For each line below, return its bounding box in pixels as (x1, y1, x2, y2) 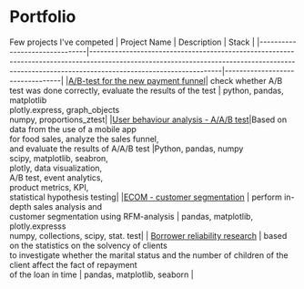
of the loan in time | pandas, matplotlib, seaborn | (9, 269, 194, 280)
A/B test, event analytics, (9, 171, 103, 183)
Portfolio (9, 6, 76, 27)
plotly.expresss (9, 221, 66, 232)
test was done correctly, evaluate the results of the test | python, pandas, (9, 85, 284, 96)
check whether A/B (210, 75, 283, 86)
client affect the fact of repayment (9, 259, 138, 270)
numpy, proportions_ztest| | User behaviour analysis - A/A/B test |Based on (9, 114, 288, 125)
